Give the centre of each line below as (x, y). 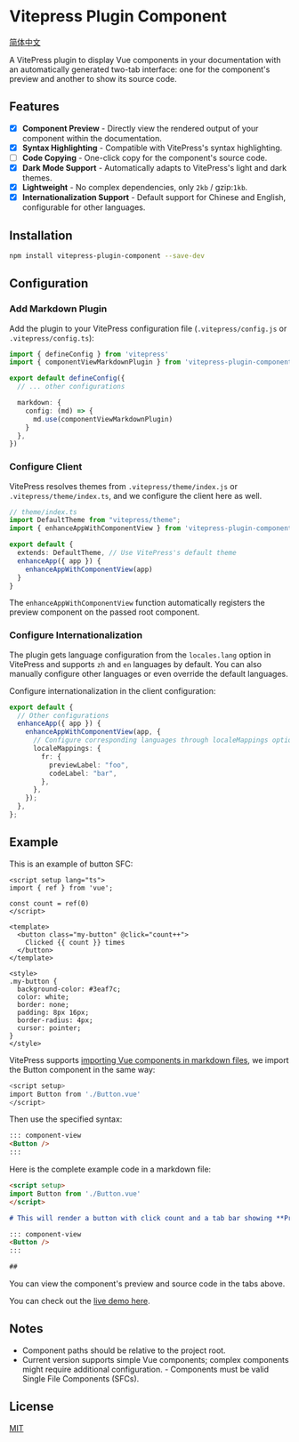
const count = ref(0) (49, 903)
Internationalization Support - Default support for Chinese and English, (154, 197)
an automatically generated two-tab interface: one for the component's (140, 69)
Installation (41, 235)
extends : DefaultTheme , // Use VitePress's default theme (127, 553)
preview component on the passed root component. (105, 612)
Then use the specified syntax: (66, 1119)
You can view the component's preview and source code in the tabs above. (147, 1284)
